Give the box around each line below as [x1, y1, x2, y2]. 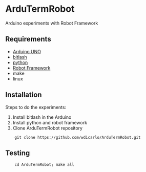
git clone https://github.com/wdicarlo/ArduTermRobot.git [14, 135, 141, 140]
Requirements [5, 35, 51, 44]
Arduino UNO [12, 48, 41, 54]
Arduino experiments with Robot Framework [5, 20, 98, 26]
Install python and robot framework [12, 119, 88, 125]
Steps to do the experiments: [5, 104, 67, 110]
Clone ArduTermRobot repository [12, 125, 83, 131]
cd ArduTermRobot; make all [14, 162, 74, 167]
